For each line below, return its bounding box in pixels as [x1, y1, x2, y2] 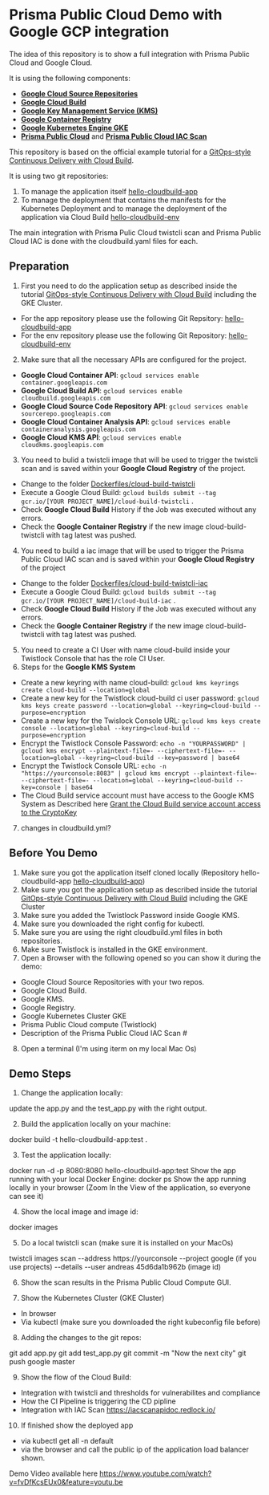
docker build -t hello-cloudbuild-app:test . [9, 1135, 147, 1144]
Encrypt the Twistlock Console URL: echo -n [20, 761, 167, 770]
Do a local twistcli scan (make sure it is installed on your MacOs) [20, 1238, 234, 1248]
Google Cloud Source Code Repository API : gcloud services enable [20, 401, 249, 411]
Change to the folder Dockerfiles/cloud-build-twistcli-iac [20, 578, 209, 587]
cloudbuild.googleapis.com [20, 394, 111, 402]
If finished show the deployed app [20, 1420, 134, 1430]
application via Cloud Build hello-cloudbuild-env [20, 212, 180, 221]
